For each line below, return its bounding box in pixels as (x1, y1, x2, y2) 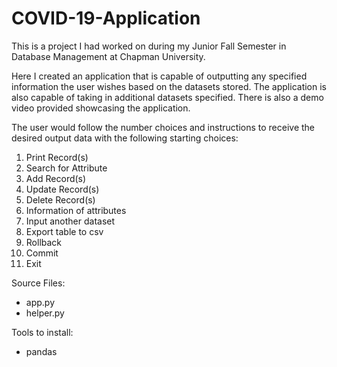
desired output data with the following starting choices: (11, 132, 239, 144)
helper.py (25, 307, 65, 319)
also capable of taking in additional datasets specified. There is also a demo (11, 91, 324, 103)
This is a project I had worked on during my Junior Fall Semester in (11, 40, 287, 52)
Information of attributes (25, 204, 127, 216)
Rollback (25, 236, 63, 248)
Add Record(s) (25, 172, 87, 184)
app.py (25, 296, 56, 308)
